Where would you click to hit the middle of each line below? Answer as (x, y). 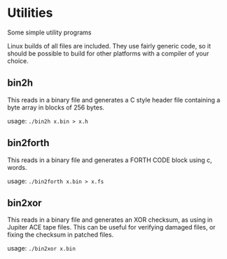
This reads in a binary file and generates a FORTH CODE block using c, (110, 160)
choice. (18, 60)
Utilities (30, 13)
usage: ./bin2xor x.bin (41, 248)
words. (17, 167)
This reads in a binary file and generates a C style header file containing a (114, 100)
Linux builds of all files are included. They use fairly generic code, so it (109, 46)
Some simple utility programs (49, 32)
